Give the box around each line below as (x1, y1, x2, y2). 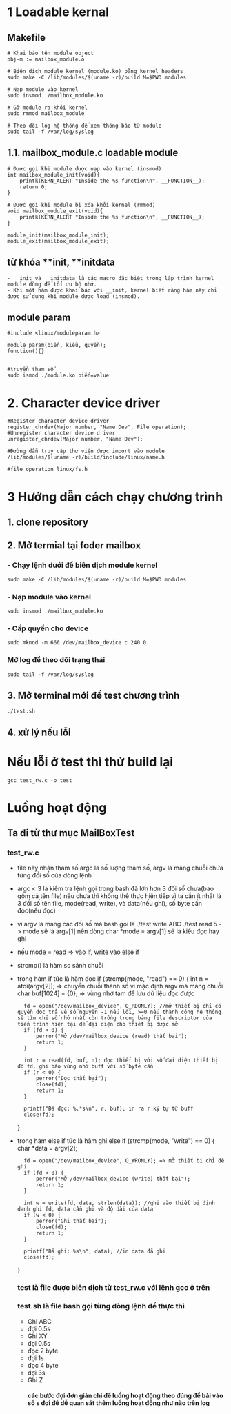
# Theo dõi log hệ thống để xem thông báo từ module (7, 122, 162, 129)
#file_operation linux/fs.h (7, 466, 88, 473)
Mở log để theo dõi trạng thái (7, 655, 106, 665)
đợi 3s (27, 1368, 46, 1377)
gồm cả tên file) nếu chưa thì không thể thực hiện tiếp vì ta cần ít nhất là (17, 891, 222, 900)
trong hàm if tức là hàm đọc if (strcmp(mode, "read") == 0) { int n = (17, 974, 209, 983)
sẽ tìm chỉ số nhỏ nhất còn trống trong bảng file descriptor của (17, 1015, 212, 1022)
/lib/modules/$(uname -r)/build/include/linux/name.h (7, 454, 165, 461)
